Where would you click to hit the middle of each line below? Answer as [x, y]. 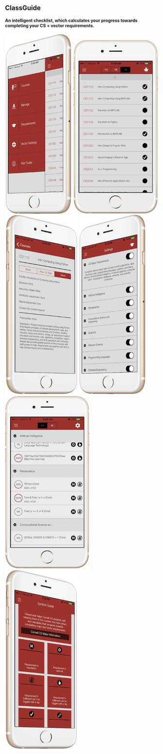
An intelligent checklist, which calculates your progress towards [71, 20]
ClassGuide [23, 8]
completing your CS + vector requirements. [50, 25]
